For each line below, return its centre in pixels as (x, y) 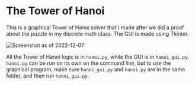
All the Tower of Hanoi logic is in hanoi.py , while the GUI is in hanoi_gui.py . (98, 56)
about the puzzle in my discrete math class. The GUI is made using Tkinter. (97, 33)
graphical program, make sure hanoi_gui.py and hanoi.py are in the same (96, 69)
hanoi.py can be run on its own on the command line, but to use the (89, 63)
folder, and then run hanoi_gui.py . (48, 75)
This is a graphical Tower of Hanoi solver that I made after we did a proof (95, 27)
